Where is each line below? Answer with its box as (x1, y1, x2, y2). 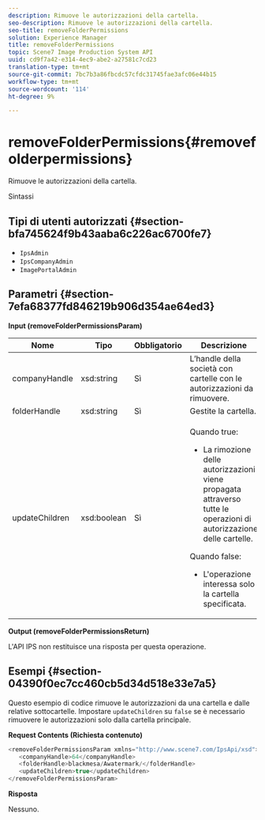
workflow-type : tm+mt (8, 77, 80, 85)
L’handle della (189, 353, 241, 364)
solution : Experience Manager (8, 33, 108, 42)
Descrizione (200, 339, 247, 350)
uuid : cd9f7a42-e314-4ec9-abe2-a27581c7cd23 (8, 56, 157, 64)
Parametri (8, 288, 58, 301)
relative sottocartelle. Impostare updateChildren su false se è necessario (8, 706, 245, 716)
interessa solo (203, 578, 255, 589)
